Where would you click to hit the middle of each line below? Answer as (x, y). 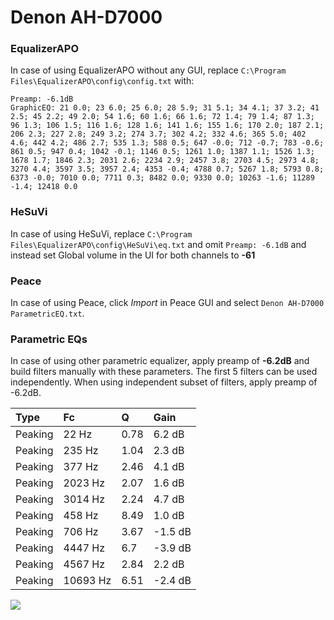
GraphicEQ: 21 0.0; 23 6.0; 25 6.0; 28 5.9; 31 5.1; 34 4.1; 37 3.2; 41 (165, 108)
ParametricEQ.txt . (47, 313)
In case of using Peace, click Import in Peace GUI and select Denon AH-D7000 (167, 303)
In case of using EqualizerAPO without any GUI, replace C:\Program (148, 70)
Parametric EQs (49, 339)
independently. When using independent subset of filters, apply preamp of (164, 382)
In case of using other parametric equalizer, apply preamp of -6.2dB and (160, 361)
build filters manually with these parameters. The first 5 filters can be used (164, 372)
